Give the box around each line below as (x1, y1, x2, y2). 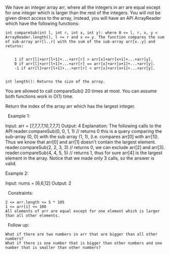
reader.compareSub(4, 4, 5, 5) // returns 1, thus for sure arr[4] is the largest (5, 150, 163, 156)
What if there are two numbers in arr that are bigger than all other (5, 232, 158, 237)
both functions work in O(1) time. (5, 93, 74, 99)
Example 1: (7, 113, 30, 119)
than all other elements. (5, 213, 60, 218)
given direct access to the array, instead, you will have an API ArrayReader (5, 15, 161, 21)
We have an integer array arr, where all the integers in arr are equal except (5, 5, 161, 10)
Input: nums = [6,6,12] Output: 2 (5, 180, 72, 186)
